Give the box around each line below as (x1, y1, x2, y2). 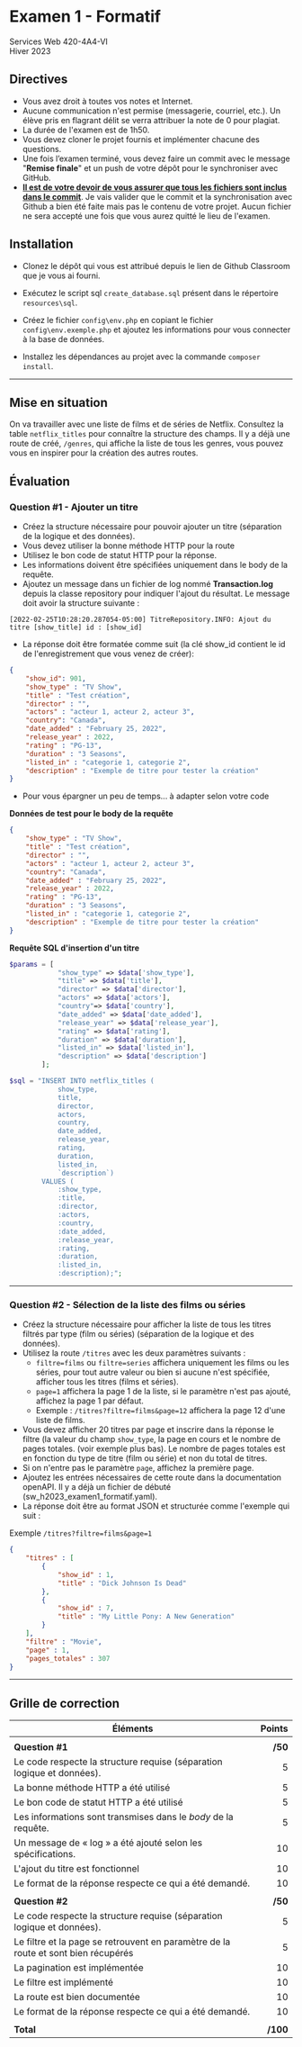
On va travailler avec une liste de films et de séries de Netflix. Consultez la (9, 419, 285, 429)
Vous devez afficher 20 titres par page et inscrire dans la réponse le (22, 1424, 274, 1435)
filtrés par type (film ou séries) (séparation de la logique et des (22, 1329, 254, 1339)
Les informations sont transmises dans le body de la (13, 1811, 234, 1824)
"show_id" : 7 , (57, 1604, 115, 1613)
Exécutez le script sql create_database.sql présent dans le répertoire (22, 287, 279, 298)
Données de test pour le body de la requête (9, 808, 173, 819)
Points (260, 1722, 289, 1735)
